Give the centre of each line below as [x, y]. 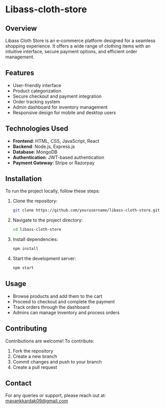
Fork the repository [33, 351]
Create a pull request [35, 367]
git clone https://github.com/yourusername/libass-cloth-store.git [86, 210]
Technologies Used [37, 129]
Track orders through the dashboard [51, 307]
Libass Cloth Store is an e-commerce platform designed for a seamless [80, 40]
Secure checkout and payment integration [57, 96]
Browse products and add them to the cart [57, 296]
